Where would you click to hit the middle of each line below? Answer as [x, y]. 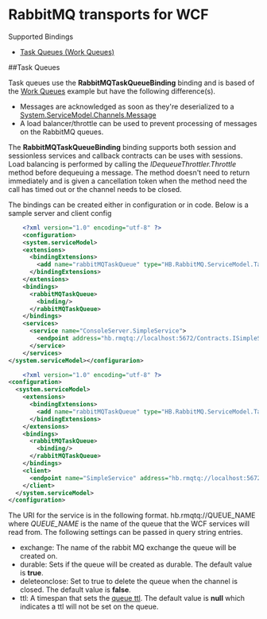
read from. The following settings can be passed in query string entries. [126, 532]
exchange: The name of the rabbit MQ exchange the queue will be [128, 548]
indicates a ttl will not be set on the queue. [89, 607]
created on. [39, 556]
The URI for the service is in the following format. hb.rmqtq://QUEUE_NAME [132, 515]
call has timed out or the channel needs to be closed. [95, 189]
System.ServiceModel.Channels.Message [88, 115]
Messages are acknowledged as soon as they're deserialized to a [127, 106]
